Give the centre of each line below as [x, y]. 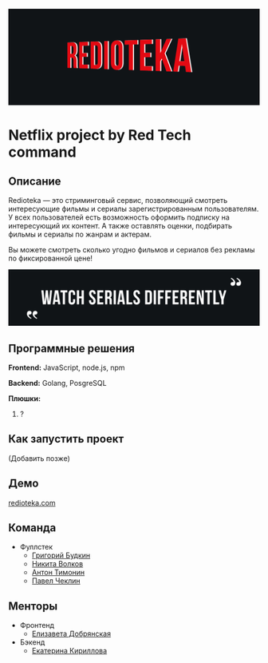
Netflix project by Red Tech [100, 135]
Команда [32, 528]
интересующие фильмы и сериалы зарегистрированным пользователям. [134, 209]
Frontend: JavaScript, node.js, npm [67, 367]
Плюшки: [25, 398]
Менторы [33, 606]
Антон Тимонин [58, 573]
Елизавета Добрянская [71, 634]
